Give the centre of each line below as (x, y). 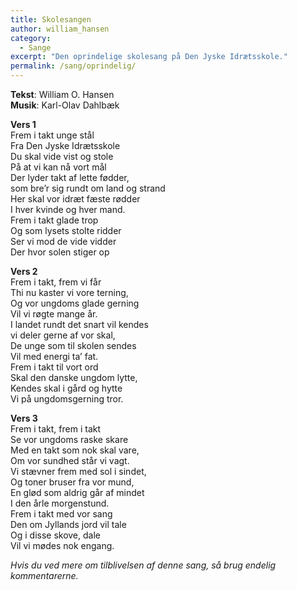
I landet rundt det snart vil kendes (79, 324)
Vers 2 (24, 271)
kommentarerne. (44, 575)
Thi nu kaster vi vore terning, (69, 292)
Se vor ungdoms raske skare (69, 439)
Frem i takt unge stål (52, 135)
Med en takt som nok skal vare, (75, 450)
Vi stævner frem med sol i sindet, (78, 471)
